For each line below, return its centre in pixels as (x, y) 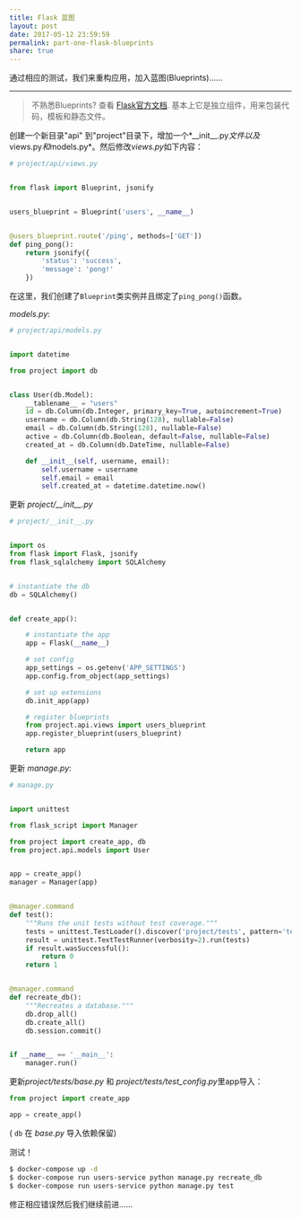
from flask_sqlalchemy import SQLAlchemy (88, 562)
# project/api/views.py (54, 164)
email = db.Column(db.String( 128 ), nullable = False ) (124, 428)
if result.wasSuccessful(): (77, 949)
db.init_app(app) (58, 701)
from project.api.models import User (80, 850)
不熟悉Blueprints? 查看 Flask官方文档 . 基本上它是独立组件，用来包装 (156, 105)
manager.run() (52, 1064)
